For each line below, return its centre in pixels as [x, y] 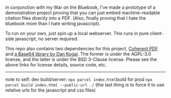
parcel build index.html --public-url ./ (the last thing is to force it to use [85, 85]
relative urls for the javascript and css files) [50, 90]
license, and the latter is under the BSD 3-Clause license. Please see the [81, 59]
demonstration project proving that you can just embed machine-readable [83, 13]
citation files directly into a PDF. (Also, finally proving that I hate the [76, 18]
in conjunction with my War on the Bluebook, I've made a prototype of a [80, 7]
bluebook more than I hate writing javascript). [53, 23]
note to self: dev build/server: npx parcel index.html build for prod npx [79, 79]
